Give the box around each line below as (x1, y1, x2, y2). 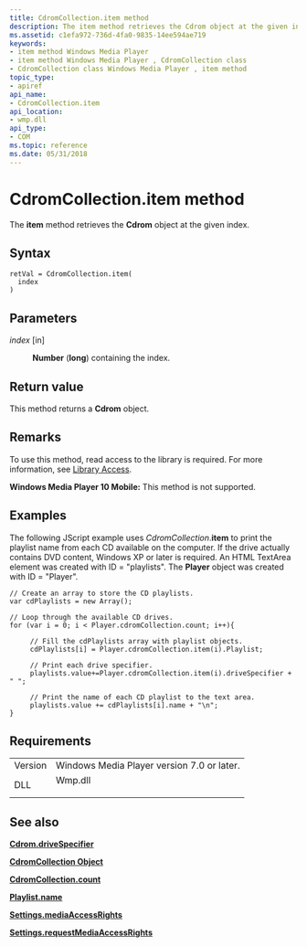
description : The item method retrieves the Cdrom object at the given (9, 22, 288, 31)
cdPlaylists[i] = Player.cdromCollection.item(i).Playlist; (29, 644, 263, 654)
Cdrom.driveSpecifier (9, 838, 94, 850)
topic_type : (9, 73, 55, 82)
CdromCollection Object (9, 857, 103, 867)
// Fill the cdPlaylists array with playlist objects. (29, 636, 244, 645)
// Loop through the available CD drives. (9, 612, 174, 622)
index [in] (9, 335, 46, 346)
